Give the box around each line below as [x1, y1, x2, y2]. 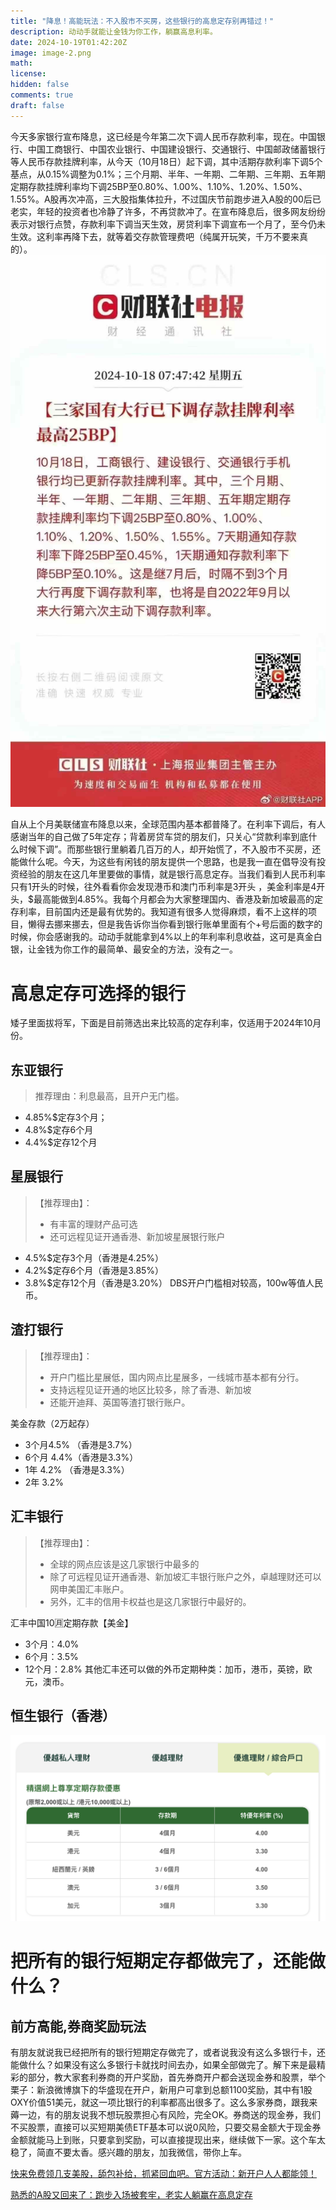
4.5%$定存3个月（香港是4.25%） [24, 1251, 165, 1264]
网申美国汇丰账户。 [49, 1583, 130, 1595]
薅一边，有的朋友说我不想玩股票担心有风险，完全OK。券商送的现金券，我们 [10, 2109, 322, 2121]
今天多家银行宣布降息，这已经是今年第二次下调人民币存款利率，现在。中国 [10, 130, 317, 142]
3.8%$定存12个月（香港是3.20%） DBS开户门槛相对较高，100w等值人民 [24, 1276, 323, 1289]
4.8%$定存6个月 [24, 1124, 94, 1136]
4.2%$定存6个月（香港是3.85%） [24, 1264, 165, 1276]
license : [10, 69, 47, 79]
